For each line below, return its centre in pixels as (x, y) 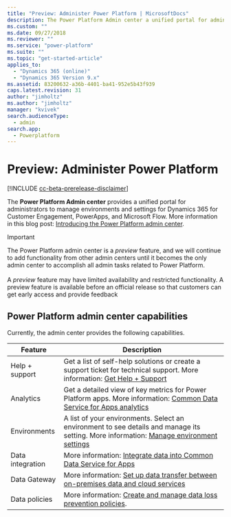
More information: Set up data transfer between (141, 475)
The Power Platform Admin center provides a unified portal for (97, 202)
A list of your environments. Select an (124, 418)
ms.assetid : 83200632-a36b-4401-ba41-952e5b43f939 (81, 84)
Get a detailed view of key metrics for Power (135, 390)
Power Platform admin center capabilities (97, 316)
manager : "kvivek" (33, 110)
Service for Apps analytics (106, 407)
